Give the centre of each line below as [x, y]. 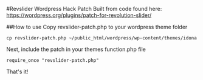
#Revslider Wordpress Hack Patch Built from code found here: [84, 9]
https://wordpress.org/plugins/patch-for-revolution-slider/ [79, 15]
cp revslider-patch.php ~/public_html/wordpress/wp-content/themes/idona [102, 38]
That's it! [17, 72]
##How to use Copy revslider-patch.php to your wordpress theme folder [97, 27]
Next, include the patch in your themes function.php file [76, 49]
